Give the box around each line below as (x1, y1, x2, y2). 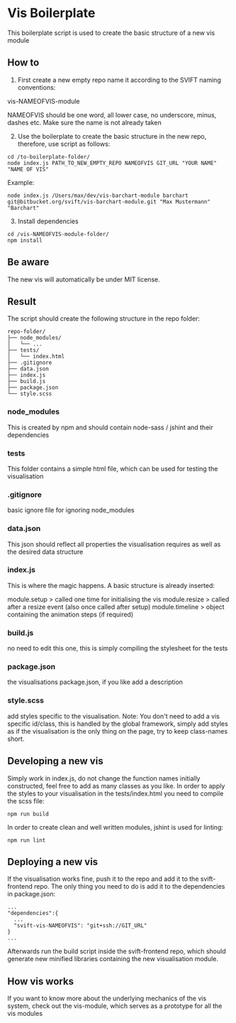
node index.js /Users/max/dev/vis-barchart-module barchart (7, 192, 189, 199)
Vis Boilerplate (7, 5, 96, 21)
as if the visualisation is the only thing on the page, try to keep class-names (7, 727, 228, 735)
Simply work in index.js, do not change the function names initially (7, 773, 201, 783)
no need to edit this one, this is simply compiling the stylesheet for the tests (7, 644, 228, 653)
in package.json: (7, 890, 55, 899)
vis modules (7, 1009, 43, 1018)
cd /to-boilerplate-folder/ (7, 153, 91, 161)
